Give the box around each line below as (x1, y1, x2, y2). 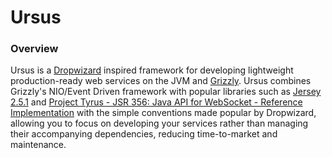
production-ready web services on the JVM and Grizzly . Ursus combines (10, 75, 312, 87)
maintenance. (10, 139, 67, 151)
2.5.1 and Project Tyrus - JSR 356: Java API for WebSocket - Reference (10, 96, 303, 108)
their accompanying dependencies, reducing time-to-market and (10, 128, 278, 140)
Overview (10, 42, 59, 56)
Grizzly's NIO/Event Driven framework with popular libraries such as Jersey (10, 86, 322, 98)
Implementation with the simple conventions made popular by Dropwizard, (10, 107, 317, 119)
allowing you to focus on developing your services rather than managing (10, 117, 309, 130)
